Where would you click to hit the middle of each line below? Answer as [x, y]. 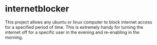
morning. [14, 37]
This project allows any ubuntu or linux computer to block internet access [78, 22]
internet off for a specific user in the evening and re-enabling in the [72, 32]
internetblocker [37, 9]
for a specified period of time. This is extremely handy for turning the [74, 27]
